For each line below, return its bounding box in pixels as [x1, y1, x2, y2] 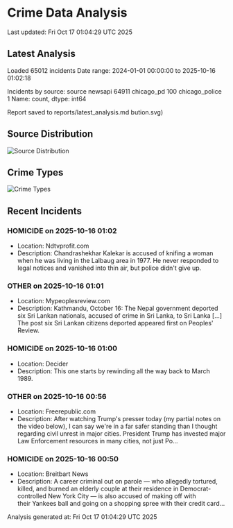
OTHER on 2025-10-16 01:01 [7, 281, 104, 291]
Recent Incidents [7, 205, 82, 216]
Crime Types [7, 167, 64, 178]
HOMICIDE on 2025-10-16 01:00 [7, 343, 118, 353]
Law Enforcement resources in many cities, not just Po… [17, 436, 178, 445]
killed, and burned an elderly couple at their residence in [17, 484, 179, 493]
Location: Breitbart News [17, 470, 89, 478]
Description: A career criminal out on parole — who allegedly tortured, [17, 477, 218, 486]
